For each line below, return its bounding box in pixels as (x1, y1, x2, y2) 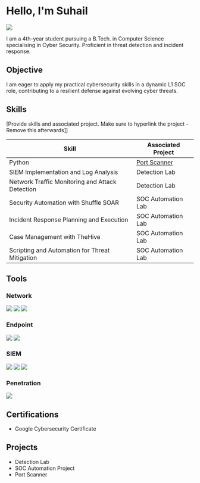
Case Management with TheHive (9, 232, 101, 241)
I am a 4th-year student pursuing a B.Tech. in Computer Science (6, 35, 164, 42)
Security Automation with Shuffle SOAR (9, 198, 119, 207)
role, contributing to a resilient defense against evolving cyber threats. (6, 87, 179, 94)
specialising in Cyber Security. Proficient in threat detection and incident (6, 41, 184, 48)
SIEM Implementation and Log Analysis (9, 168, 118, 176)
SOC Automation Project (14, 465, 75, 472)
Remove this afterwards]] (6, 126, 68, 133)
